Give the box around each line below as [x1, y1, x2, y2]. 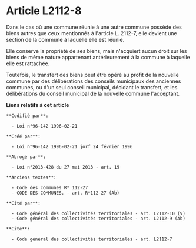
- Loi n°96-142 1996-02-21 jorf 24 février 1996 [11, 143, 133, 149]
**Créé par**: [6, 133, 41, 139]
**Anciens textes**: [6, 175, 57, 180]
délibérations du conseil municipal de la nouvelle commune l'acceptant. [6, 90, 180, 97]
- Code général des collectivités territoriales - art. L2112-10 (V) [11, 210, 185, 216]
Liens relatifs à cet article [6, 101, 69, 108]
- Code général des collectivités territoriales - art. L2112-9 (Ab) [11, 216, 185, 222]
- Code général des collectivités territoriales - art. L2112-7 [11, 236, 172, 242]
